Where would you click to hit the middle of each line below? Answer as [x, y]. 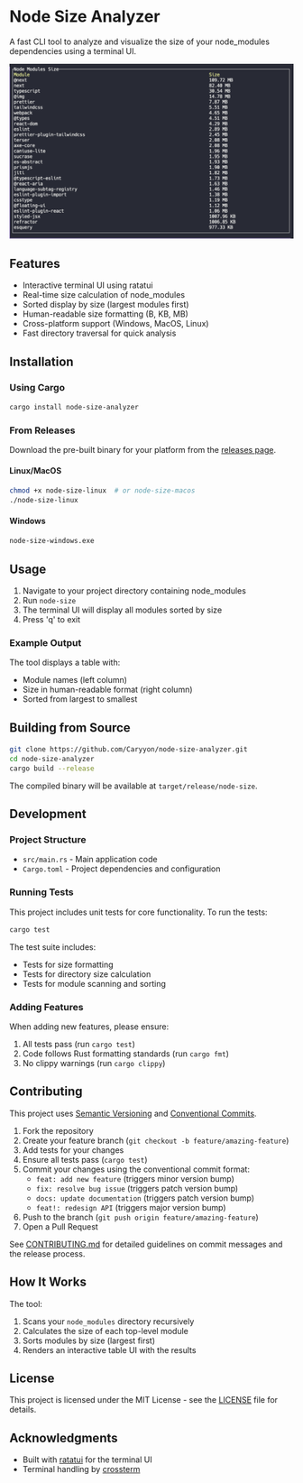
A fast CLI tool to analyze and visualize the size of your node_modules [140, 41]
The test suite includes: [53, 947]
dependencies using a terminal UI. [73, 51]
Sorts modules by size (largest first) [89, 1340]
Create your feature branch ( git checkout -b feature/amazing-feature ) [156, 1140]
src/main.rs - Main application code [90, 860]
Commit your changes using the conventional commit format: [136, 1169]
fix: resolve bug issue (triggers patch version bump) [137, 1188]
